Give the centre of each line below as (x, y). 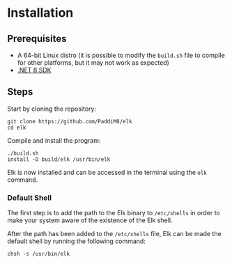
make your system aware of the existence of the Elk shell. (90, 220)
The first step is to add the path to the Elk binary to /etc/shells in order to (114, 213)
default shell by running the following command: (77, 241)
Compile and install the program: (54, 140)
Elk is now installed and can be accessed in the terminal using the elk (107, 172)
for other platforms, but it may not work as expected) (93, 63)
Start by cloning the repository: (52, 109)
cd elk (17, 127)
